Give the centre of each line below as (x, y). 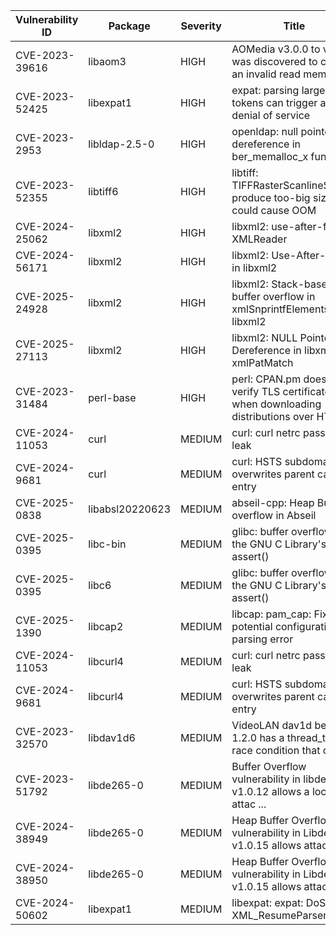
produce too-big (271, 197)
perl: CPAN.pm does (279, 379)
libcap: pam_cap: (271, 614)
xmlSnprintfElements (280, 309)
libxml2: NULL (264, 337)
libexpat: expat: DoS (279, 902)
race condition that (276, 750)
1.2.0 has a (258, 737)
